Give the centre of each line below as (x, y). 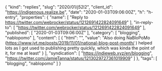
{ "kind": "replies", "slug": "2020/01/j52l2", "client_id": (59, 7)
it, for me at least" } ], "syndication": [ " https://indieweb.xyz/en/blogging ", (79, 53)
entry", (12, 17)
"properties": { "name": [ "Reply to (54, 17)
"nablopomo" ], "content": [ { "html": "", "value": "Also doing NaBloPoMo (78, 38)
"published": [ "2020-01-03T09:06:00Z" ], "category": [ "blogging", (73, 33)
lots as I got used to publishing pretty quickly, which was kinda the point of (80, 48)
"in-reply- (143, 22)
